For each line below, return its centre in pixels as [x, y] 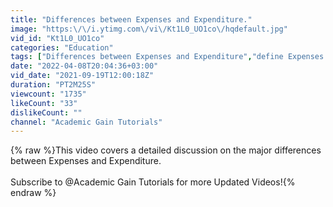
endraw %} [33, 193]
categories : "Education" [62, 47]
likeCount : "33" [44, 103]
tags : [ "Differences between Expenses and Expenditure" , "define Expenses [167, 57]
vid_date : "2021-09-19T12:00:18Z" [82, 76]
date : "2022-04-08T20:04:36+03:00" [84, 66]
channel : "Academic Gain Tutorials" [86, 122]
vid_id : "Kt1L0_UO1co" [57, 38]
